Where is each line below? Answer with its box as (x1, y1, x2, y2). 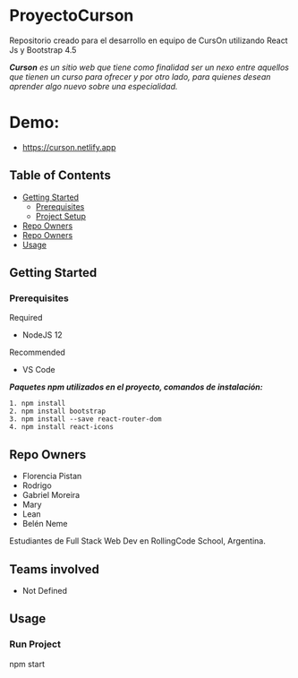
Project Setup (35, 210, 87, 221)
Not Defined (21, 586, 68, 596)
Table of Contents (9, 167, 112, 184)
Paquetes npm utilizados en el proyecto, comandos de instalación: (9, 382, 263, 392)
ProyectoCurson (9, 5, 134, 26)
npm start (9, 658, 46, 669)
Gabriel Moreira (21, 490, 81, 501)
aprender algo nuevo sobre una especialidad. (9, 81, 178, 91)
